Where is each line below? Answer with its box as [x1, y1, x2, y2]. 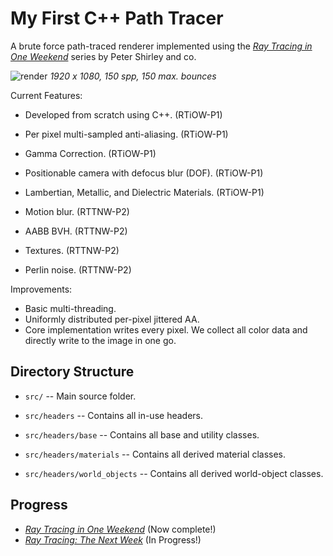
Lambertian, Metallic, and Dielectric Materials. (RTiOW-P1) [24, 186, 265, 198]
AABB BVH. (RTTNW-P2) [24, 225, 128, 237]
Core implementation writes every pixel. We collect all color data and [24, 323, 308, 336]
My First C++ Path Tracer [10, 7, 224, 30]
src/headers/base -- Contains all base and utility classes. [24, 428, 260, 441]
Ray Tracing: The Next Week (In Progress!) [24, 533, 202, 546]
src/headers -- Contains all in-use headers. [24, 409, 204, 421]
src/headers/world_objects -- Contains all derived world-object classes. [24, 467, 324, 479]
